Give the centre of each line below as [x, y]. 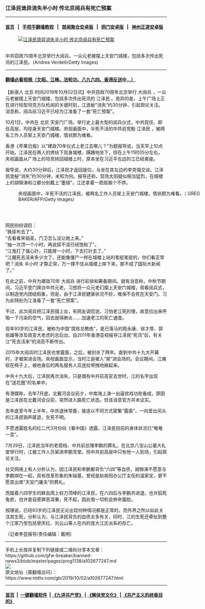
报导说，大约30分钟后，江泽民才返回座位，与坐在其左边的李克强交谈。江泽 [85, 169]
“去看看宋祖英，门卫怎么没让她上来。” [44, 238]
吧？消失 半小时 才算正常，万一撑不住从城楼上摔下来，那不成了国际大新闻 [83, 263]
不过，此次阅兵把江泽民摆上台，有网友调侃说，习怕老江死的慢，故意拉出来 [84, 311]
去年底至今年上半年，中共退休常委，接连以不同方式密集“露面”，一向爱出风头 [86, 411]
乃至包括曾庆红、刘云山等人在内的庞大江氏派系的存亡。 [77, 523]
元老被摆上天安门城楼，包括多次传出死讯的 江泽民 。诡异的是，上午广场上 [83, 98]
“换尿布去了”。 [21, 232]
